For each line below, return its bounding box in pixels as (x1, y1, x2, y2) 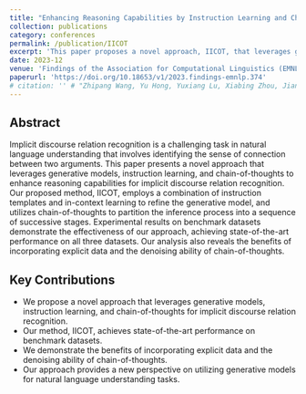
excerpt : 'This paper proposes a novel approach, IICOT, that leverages (9, 47, 291, 57)
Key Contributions (9, 272, 116, 287)
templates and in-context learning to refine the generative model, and (9, 197, 270, 208)
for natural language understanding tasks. (22, 374, 180, 385)
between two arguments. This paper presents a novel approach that (9, 159, 264, 170)
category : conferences (9, 30, 96, 39)
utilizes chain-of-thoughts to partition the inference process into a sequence (9, 207, 296, 218)
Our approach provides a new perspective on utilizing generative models (22, 364, 296, 375)
